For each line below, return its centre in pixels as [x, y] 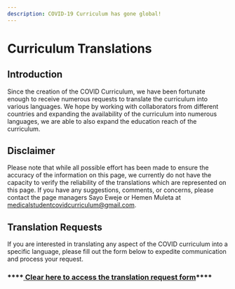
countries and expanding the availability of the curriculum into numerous [112, 114]
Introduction [35, 75]
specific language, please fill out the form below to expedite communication [117, 252]
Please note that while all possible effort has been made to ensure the [108, 168]
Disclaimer [31, 151]
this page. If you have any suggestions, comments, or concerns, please [110, 190]
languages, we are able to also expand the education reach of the [102, 121]
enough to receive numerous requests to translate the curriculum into [108, 98]
